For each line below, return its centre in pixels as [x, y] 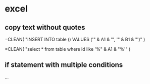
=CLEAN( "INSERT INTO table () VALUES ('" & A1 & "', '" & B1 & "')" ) [75, 39]
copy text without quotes [45, 27]
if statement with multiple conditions [64, 65]
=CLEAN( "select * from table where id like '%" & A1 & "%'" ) [68, 49]
